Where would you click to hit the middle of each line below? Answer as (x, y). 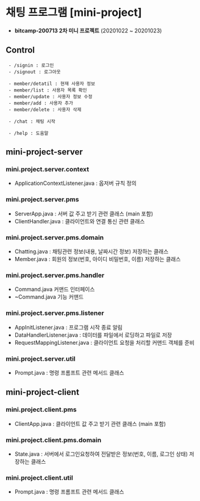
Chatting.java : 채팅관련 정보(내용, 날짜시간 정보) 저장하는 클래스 (91, 251)
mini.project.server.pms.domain (55, 237)
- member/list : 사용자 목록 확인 (48, 90)
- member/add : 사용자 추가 (41, 103)
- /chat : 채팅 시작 (32, 121)
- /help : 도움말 (28, 133)
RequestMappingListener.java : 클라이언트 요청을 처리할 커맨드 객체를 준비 (104, 342)
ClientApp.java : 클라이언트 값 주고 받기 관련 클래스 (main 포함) (90, 424)
